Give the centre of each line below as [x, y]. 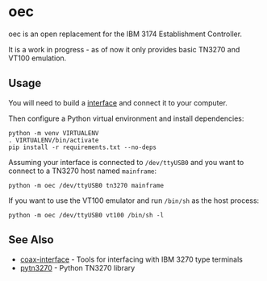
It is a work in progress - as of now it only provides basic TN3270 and [124, 49]
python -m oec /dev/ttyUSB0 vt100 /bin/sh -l [86, 215]
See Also [31, 240]
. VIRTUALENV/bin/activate [54, 140]
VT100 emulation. [38, 58]
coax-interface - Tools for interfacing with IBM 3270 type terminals [131, 259]
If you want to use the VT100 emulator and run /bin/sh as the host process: [134, 200]
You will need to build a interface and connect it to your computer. [118, 102]
